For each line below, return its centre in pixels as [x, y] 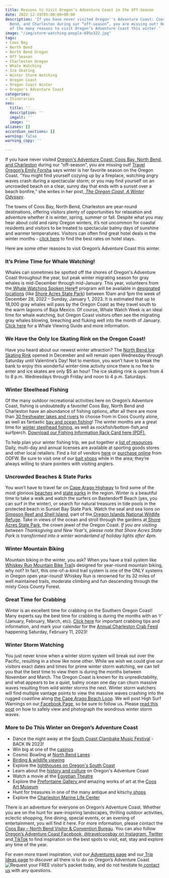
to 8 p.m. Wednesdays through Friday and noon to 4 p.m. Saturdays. [76, 376]
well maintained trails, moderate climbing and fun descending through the [82, 581]
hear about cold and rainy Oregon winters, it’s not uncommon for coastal [80, 223]
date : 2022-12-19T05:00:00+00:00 [40, 15]
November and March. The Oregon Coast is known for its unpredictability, [82, 677]
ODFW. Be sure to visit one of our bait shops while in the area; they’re [77, 459]
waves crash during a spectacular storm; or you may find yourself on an [80, 181]
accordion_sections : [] [30, 131]
